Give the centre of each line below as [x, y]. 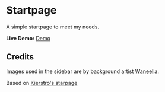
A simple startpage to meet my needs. [53, 27]
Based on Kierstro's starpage [42, 83]
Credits [20, 57]
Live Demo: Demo [28, 38]
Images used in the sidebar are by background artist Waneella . [82, 71]
